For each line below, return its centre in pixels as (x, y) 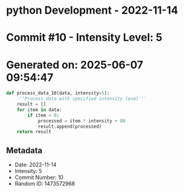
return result (34, 132)
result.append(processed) (70, 126)
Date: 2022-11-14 (35, 165)
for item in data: (39, 110)
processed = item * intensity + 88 (82, 121)
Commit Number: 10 (39, 177)
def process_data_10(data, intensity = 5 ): (58, 93)
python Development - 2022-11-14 (92, 10)
